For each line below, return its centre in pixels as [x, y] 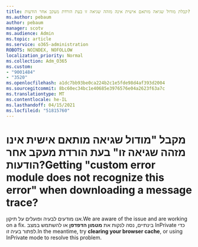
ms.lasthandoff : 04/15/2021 [41, 105]
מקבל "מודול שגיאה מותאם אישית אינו [96, 140]
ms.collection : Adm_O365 [37, 61]
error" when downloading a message [99, 190]
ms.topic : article [29, 39]
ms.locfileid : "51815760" [38, 110]
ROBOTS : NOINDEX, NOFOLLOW [39, 50]
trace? [22, 202]
